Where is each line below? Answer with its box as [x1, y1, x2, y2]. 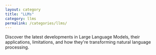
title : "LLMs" [5, 12, 35, 17]
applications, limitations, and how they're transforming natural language [5, 39, 152, 45]
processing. [5, 44, 30, 50]
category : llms [5, 16, 37, 21]
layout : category [5, 7, 41, 12]
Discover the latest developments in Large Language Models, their [5, 34, 140, 40]
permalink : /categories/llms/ [5, 20, 68, 26]
